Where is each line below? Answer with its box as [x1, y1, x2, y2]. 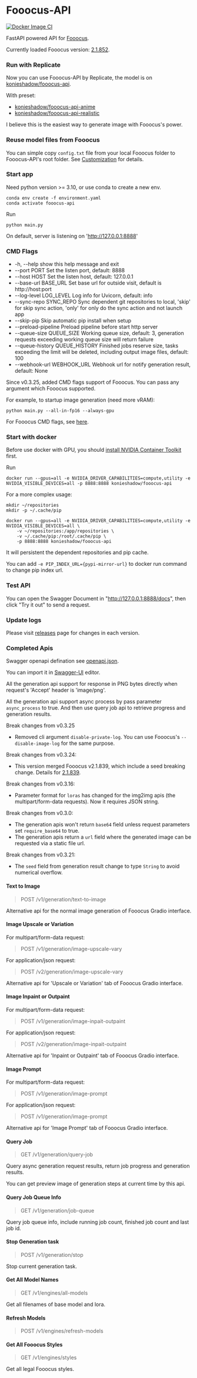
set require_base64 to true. [14, 828, 80, 835]
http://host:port [14, 286, 52, 293]
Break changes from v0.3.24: [6, 751, 77, 758]
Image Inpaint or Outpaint [6, 993, 70, 1000]
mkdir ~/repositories [6, 503, 59, 509]
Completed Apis [6, 644, 54, 652]
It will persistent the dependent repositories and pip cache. [6, 549, 149, 556]
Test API [6, 581, 31, 589]
